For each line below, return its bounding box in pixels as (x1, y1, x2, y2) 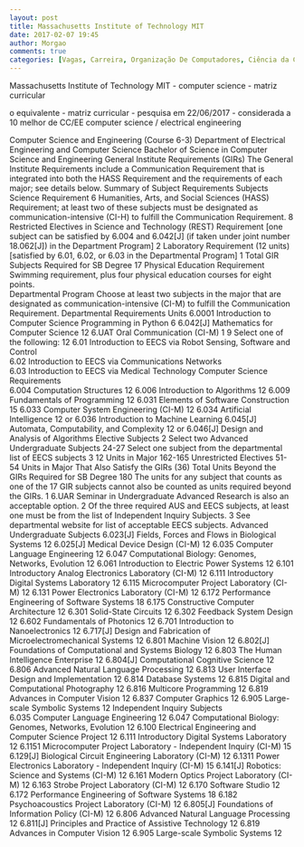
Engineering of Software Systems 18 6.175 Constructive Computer (9, 597, 255, 607)
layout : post (9, 13, 59, 23)
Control (9, 346, 38, 357)
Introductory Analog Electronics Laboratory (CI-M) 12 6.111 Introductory (9, 568, 274, 578)
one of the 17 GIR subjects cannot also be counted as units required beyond (9, 481, 292, 492)
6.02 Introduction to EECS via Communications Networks (9, 356, 223, 367)
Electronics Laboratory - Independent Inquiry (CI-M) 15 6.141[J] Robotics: (9, 760, 282, 771)
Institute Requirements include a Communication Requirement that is (9, 164, 265, 174)
